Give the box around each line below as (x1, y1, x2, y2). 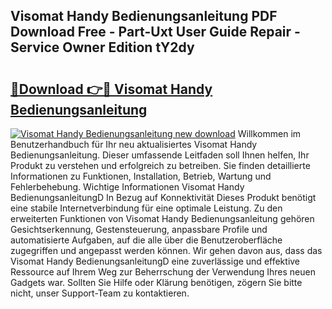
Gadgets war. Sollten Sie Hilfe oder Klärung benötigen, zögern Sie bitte (10, 277, 303, 288)
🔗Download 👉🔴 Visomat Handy (10, 80, 213, 98)
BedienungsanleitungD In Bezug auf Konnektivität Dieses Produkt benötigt (10, 192, 317, 203)
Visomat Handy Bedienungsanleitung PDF (10, 8, 278, 25)
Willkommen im (237, 128, 302, 139)
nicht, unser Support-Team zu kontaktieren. (10, 287, 190, 299)
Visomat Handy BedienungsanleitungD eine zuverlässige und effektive (10, 255, 301, 267)
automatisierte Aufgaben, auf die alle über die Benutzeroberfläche (10, 234, 283, 246)
